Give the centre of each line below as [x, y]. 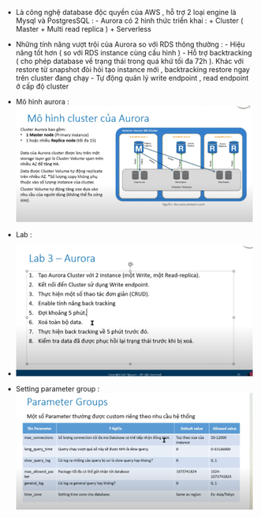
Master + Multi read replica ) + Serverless [83, 29]
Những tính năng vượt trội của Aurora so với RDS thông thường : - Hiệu [130, 44]
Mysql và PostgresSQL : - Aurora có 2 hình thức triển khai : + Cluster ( [129, 21]
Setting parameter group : [58, 389]
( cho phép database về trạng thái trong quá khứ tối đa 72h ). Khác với [130, 61]
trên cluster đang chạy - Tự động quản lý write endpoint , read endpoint [132, 78]
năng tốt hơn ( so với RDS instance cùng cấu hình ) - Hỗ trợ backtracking [134, 53]
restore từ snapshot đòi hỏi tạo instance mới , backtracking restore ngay [132, 70]
